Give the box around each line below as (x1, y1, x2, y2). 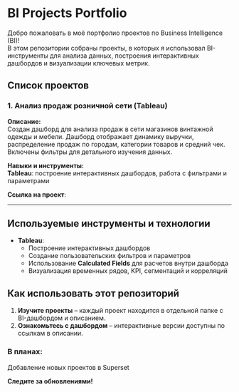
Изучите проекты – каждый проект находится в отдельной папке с (17, 306, 223, 315)
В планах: (7, 347, 43, 357)
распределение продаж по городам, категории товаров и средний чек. (7, 140, 225, 148)
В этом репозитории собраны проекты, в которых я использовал (7, 43, 206, 52)
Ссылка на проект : (7, 190, 66, 199)
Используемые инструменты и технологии (7, 217, 211, 229)
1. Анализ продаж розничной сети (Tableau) (7, 101, 168, 111)
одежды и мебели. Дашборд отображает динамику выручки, (7, 132, 194, 140)
